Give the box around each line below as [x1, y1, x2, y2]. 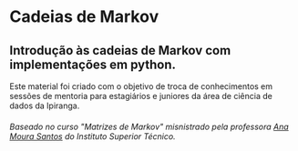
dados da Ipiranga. [9, 100, 80, 111]
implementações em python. [9, 56, 176, 72]
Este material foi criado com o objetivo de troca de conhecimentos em [9, 81, 273, 92]
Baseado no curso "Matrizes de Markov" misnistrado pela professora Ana [9, 121, 289, 132]
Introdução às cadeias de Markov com [9, 43, 231, 58]
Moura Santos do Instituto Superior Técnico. [9, 130, 176, 142]
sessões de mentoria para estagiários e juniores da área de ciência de [9, 91, 273, 101]
